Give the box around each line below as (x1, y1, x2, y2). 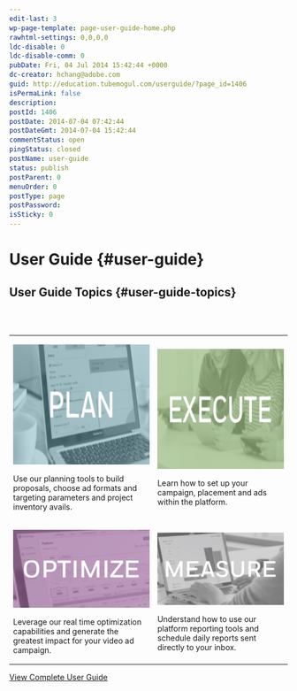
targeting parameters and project (12, 492, 133, 503)
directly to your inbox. (157, 641, 237, 652)
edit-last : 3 (9, 14, 57, 23)
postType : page (9, 191, 65, 201)
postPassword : (9, 201, 62, 210)
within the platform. (157, 496, 228, 508)
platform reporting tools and (157, 623, 259, 633)
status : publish (9, 164, 69, 173)
